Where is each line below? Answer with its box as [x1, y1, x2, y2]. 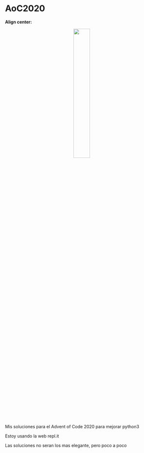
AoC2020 [5, 3, 45, 14]
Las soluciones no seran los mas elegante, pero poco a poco [5, 442, 127, 448]
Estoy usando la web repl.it [5, 433, 59, 439]
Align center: [5, 19, 32, 25]
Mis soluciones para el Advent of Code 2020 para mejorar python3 [5, 423, 140, 429]
